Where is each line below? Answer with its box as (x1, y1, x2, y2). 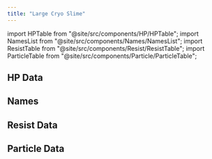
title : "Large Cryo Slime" (7, 10, 86, 17)
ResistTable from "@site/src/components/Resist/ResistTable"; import (7, 44, 205, 52)
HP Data (7, 72, 43, 84)
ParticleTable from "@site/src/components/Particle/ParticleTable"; (7, 52, 197, 60)
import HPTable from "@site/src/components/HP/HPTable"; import (7, 29, 199, 38)
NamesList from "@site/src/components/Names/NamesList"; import (7, 36, 203, 45)
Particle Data (7, 143, 65, 155)
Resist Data (7, 119, 58, 131)
